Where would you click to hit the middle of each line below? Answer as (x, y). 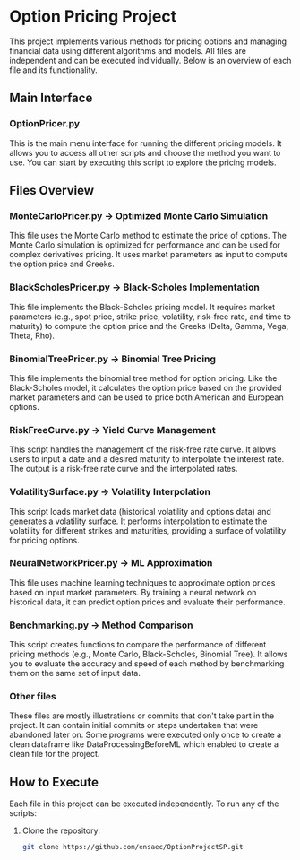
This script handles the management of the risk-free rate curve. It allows (143, 449)
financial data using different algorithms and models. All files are (128, 50)
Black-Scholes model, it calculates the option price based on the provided (146, 387)
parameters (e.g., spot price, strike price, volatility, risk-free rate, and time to (150, 317)
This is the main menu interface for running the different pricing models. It (146, 143)
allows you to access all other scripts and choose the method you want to (145, 152)
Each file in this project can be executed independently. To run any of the (144, 804)
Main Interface (51, 98)
